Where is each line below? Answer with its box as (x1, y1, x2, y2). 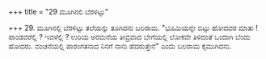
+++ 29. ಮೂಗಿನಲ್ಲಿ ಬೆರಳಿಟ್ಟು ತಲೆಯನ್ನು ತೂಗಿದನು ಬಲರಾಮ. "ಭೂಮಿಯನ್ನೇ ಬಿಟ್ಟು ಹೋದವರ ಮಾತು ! (8, 23, 259, 32)
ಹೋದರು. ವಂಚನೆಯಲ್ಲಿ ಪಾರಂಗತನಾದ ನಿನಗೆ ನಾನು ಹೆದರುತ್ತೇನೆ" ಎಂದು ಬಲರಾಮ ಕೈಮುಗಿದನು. (8, 41, 232, 51)
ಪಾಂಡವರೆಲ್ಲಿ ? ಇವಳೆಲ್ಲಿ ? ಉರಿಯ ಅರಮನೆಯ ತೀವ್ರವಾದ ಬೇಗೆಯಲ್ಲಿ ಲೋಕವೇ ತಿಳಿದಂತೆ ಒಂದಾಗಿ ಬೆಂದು (8, 32, 251, 41)
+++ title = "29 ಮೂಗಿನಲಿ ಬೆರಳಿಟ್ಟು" (8, 7, 109, 16)
